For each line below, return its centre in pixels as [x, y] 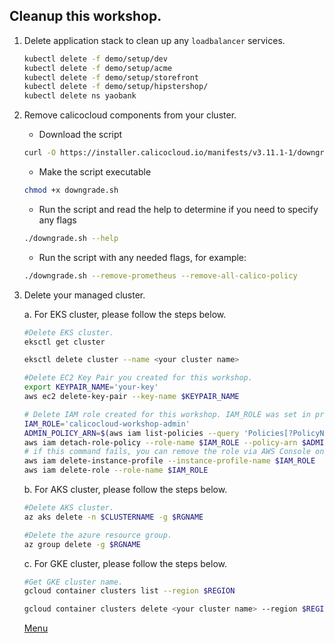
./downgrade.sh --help [71, 238]
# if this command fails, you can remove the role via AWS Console [167, 452]
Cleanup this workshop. [85, 16]
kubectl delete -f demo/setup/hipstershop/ [116, 87]
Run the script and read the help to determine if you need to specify [178, 209]
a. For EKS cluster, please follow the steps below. [125, 314]
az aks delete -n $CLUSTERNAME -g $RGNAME [113, 517]
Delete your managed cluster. [84, 295]
